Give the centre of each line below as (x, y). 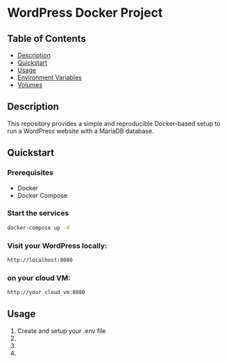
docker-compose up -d (39, 228)
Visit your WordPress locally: (57, 245)
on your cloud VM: (39, 278)
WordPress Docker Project (85, 13)
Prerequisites (30, 173)
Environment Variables (49, 77)
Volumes (30, 85)
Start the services (38, 213)
